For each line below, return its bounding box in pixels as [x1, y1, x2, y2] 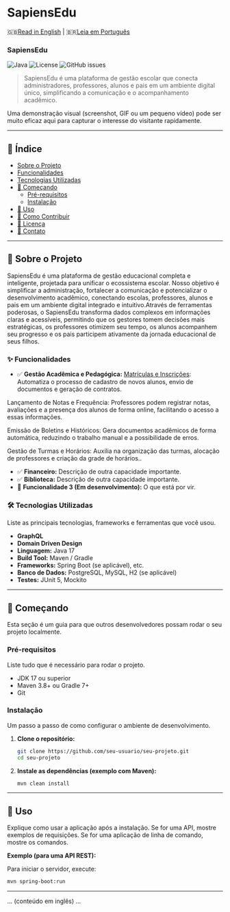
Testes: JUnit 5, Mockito [16, 576, 87, 584]
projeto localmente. [7, 627, 62, 636]
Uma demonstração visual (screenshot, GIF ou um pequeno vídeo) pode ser [7, 109, 222, 118]
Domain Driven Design [16, 540, 83, 548]
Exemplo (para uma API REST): [7, 852, 97, 860]
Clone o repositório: [16, 734, 75, 743]
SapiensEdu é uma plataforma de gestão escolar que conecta [23, 74, 199, 82]
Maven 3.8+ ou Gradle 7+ [16, 681, 90, 689]
